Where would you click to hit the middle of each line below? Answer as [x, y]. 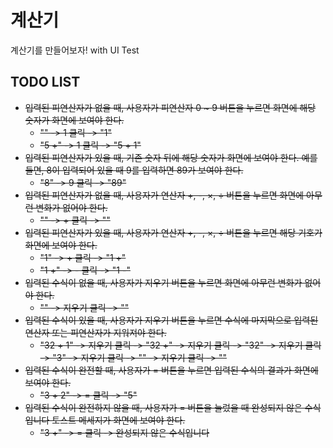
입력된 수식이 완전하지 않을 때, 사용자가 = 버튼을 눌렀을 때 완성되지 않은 [163, 407]
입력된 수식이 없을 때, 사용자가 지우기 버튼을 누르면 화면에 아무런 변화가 [163, 282]
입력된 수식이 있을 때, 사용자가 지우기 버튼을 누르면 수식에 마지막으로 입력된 [171, 320]
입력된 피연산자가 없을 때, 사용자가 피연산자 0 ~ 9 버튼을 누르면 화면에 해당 [170, 107]
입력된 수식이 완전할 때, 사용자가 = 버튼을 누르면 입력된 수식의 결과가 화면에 [171, 370]
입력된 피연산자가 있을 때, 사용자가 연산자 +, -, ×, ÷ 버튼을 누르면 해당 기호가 [173, 232]
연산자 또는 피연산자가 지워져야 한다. [95, 332]
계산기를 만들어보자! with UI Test [75, 50]
